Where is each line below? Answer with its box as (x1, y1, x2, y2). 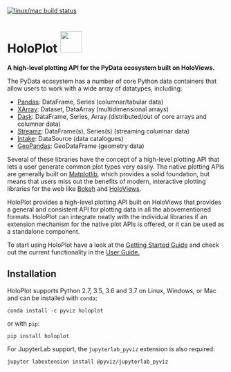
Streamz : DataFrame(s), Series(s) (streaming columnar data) (17, 127, 190, 135)
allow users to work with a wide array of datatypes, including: (7, 84, 183, 93)
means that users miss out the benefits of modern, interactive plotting (7, 177, 206, 185)
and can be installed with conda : (7, 294, 98, 302)
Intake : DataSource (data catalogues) (17, 134, 124, 142)
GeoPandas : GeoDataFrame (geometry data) (17, 142, 145, 150)
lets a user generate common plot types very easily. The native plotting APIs (7, 162, 225, 171)
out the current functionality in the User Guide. (7, 248, 140, 256)
